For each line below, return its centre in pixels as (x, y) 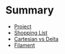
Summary (30, 10)
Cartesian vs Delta (36, 39)
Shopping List (31, 32)
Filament (24, 45)
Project (23, 26)
